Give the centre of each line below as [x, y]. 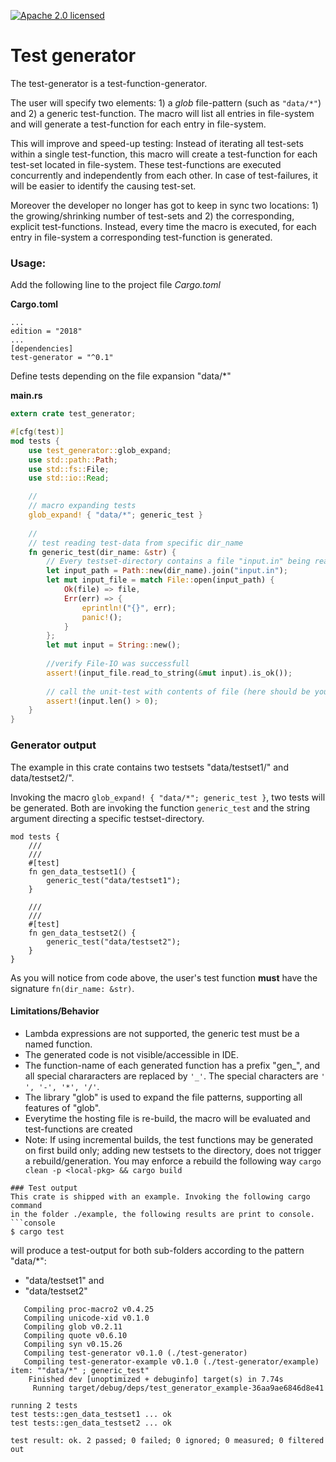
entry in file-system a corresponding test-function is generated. [141, 237]
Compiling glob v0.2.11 [73, 1326]
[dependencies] [42, 349]
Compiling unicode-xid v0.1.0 [86, 1318]
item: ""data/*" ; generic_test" [80, 1370]
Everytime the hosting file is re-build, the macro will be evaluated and [167, 1118]
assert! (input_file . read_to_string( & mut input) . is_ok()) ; [169, 673]
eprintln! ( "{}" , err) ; [129, 608]
